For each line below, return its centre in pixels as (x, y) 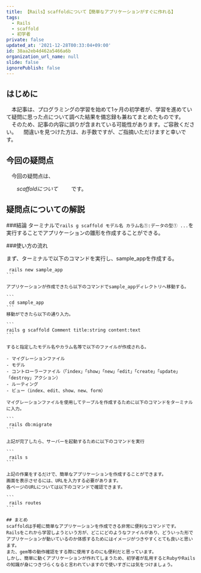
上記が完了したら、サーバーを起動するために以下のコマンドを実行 (76, 441)
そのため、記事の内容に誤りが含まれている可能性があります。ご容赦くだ (100, 125)
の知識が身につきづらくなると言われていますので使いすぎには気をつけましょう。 (91, 565)
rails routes (25, 503)
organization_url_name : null (43, 57)
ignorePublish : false (33, 68)
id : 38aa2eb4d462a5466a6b (38, 51)
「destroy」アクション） (34, 378)
